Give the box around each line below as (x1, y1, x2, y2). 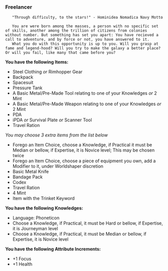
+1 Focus (12, 256, 32, 262)
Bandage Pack (12, 174, 43, 180)
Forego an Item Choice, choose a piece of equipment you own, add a (12, 158, 156, 164)
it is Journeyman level (12, 226, 58, 232)
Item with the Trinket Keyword (12, 195, 75, 201)
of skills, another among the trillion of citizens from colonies (5, 28, 147, 33)
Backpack (12, 74, 34, 80)
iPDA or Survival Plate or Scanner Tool (12, 117, 92, 123)
